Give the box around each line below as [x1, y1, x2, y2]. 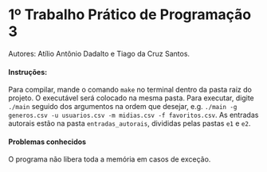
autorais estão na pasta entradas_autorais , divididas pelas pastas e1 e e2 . [8, 119, 251, 128]
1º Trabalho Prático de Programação [8, 6, 252, 24]
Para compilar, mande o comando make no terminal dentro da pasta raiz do [8, 85, 253, 95]
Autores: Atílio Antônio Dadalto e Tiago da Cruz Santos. [8, 49, 190, 58]
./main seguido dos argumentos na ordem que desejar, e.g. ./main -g [8, 102, 238, 111]
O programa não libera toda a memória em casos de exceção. [8, 154, 211, 164]
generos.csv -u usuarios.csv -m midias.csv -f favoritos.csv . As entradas [8, 110, 259, 120]
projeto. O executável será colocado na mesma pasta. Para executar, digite [8, 93, 255, 103]
